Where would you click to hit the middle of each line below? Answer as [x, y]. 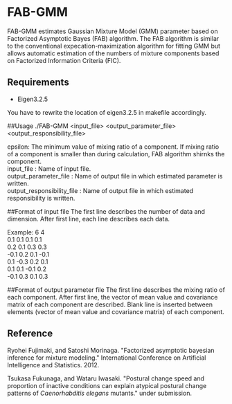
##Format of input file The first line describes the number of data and [106, 211]
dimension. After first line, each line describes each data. [89, 219]
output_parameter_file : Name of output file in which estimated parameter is [115, 176]
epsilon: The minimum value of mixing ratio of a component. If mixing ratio [113, 147]
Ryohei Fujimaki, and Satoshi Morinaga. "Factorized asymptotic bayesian [111, 350]
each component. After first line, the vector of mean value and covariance [113, 297]
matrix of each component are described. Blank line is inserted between [110, 304]
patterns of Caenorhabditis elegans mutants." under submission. [100, 393]
